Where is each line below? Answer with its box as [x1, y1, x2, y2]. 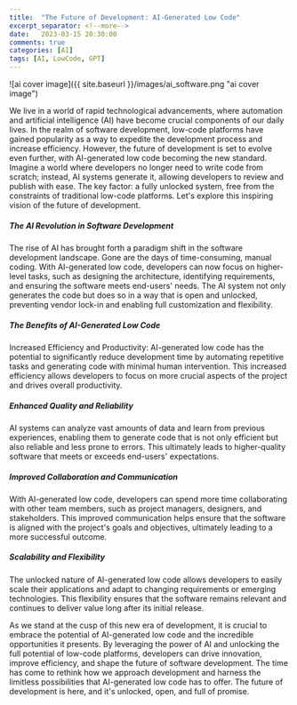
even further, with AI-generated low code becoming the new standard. [9, 153, 268, 163]
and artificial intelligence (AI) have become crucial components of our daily [9, 115, 285, 125]
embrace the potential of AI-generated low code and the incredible [9, 629, 254, 640]
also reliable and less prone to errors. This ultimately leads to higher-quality [9, 441, 286, 452]
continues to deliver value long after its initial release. [9, 602, 205, 613]
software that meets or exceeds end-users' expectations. [9, 451, 220, 461]
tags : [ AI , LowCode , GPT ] [9, 54, 105, 63]
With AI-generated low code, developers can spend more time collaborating [9, 493, 287, 504]
